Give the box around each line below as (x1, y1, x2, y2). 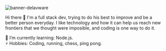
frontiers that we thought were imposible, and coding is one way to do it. (5, 25, 155, 31)
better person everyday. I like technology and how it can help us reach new (5, 20, 161, 25)
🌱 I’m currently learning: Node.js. (5, 35, 73, 40)
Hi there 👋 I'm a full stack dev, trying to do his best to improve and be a (5, 14, 152, 20)
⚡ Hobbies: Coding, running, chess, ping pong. (5, 40, 102, 46)
